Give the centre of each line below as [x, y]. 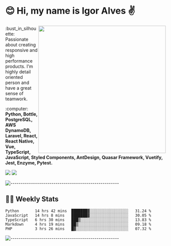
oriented [14, 77]
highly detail [18, 72]
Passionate [17, 39]
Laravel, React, [21, 135]
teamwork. [17, 99]
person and [17, 83]
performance [19, 61]
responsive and [22, 50]
